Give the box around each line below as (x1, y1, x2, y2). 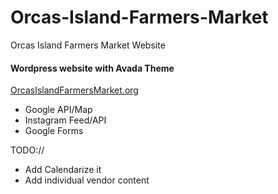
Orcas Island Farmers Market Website (10, 39, 166, 51)
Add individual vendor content (24, 174, 150, 186)
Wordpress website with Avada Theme (10, 62, 175, 74)
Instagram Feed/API (24, 114, 107, 126)
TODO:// (10, 144, 45, 156)
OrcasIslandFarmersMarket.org (10, 84, 139, 96)
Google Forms (24, 125, 84, 137)
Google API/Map (24, 104, 93, 116)
